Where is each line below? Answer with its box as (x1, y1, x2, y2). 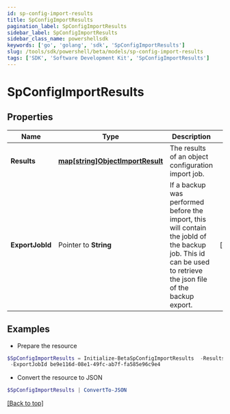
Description (172, 132, 211, 141)
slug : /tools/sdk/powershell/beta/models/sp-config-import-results (7, 49, 204, 56)
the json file (170, 274, 207, 284)
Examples (7, 324, 50, 335)
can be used (170, 257, 210, 267)
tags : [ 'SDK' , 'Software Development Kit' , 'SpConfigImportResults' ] (7, 55, 210, 62)
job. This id (170, 248, 205, 258)
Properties (7, 111, 53, 123)
